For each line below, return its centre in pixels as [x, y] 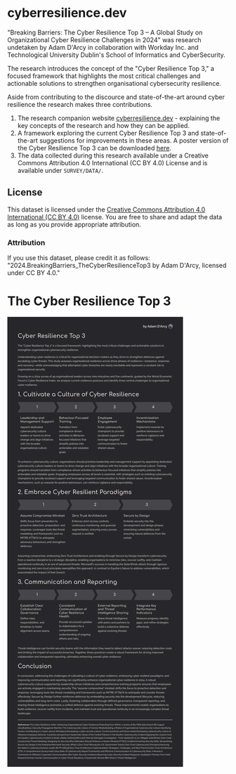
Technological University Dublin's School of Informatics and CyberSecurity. [117, 55]
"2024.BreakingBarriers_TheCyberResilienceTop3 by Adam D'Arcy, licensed [117, 266]
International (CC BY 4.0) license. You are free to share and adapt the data [115, 217]
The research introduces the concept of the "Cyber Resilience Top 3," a [111, 68]
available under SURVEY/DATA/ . [60, 170]
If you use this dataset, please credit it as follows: [79, 258]
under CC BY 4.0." [34, 273]
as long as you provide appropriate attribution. [74, 224]
